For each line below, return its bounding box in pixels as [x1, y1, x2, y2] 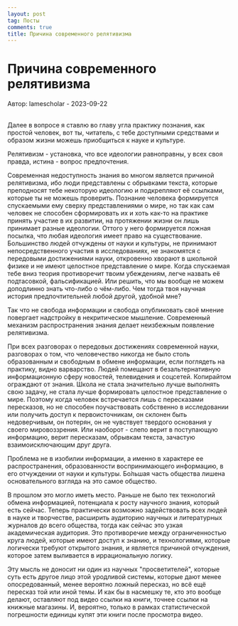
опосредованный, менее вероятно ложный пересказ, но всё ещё [7, 580, 206, 589]
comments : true [7, 23, 53, 31]
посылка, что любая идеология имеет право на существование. [7, 232, 202, 240]
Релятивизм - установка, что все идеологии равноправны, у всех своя [7, 150, 223, 159]
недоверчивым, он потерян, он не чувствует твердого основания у [7, 418, 212, 427]
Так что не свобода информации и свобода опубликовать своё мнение [7, 306, 225, 314]
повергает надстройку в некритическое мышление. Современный [7, 314, 211, 322]
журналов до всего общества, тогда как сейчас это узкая [7, 521, 183, 530]
